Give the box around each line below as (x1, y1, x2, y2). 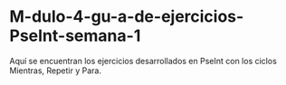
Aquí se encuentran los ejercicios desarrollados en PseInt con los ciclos (9, 55, 278, 66)
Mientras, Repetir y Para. (9, 65, 102, 76)
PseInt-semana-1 (9, 25, 141, 46)
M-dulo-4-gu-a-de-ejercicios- (9, 6, 244, 27)
